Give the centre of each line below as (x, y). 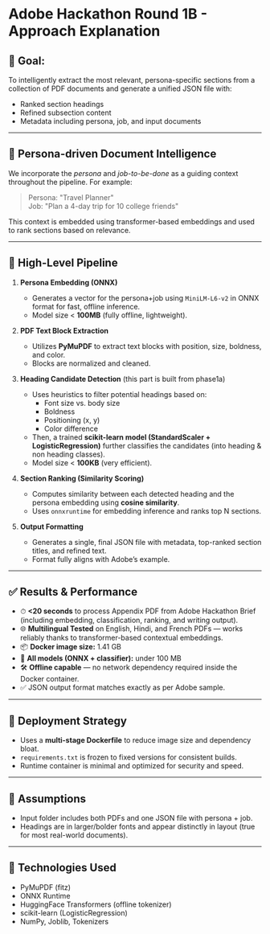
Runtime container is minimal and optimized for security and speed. (132, 766)
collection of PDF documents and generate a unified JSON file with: (120, 88)
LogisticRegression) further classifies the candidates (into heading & (147, 445)
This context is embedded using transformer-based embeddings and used (132, 221)
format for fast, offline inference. (86, 306)
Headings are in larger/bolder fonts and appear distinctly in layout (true (137, 827)
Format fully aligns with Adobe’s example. (101, 559)
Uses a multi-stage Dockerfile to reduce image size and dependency (135, 740)
